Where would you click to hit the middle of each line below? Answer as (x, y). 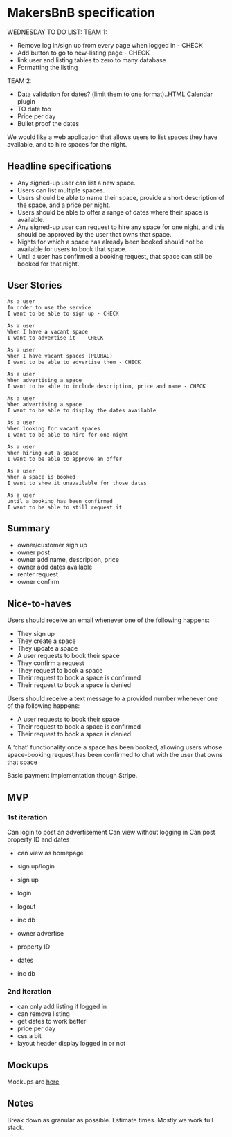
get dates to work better (52, 1021)
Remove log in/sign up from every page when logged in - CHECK (110, 45)
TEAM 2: (20, 80)
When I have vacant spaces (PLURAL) (60, 356)
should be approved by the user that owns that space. (94, 234)
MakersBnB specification (81, 13)
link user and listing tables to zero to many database (91, 60)
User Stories (35, 285)
